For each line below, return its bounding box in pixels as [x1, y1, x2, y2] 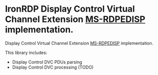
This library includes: [5, 50, 47, 56]
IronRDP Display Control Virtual [5, 3, 135, 15]
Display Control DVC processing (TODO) [12, 64, 94, 70]
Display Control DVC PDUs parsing [12, 59, 82, 65]
